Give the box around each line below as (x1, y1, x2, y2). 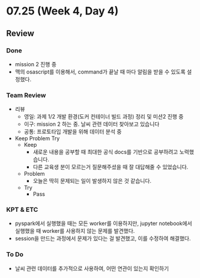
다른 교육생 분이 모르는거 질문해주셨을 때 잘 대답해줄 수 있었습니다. (32, 164, 189, 171)
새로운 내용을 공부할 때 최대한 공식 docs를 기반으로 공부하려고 (32, 149, 178, 156)
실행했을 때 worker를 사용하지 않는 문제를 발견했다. (14, 227, 135, 235)
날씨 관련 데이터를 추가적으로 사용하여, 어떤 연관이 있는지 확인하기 (14, 265, 169, 272)
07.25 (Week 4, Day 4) (6, 4, 119, 18)
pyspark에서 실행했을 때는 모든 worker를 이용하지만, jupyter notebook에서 (14, 220, 192, 227)
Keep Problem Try (14, 135, 60, 142)
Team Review (6, 91, 46, 99)
